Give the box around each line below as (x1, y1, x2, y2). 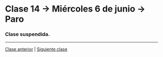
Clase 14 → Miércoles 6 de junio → (5, 3, 146, 14)
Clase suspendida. (5, 31, 50, 38)
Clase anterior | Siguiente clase (5, 46, 68, 52)
